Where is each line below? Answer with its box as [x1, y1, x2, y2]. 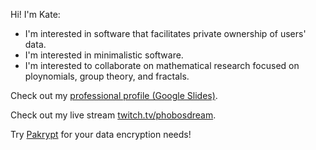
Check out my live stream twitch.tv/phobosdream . [10, 109, 217, 121]
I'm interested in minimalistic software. [24, 49, 184, 61]
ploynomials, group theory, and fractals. [24, 70, 190, 82]
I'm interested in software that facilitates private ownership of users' [24, 28, 307, 39]
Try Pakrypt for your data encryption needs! [10, 129, 192, 140]
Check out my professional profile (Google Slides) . [10, 90, 218, 101]
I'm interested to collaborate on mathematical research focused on [24, 60, 300, 71]
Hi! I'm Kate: [10, 9, 61, 20]
